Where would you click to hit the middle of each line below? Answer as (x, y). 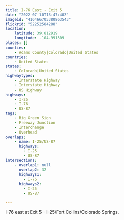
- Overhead (26, 132)
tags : (11, 114)
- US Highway (28, 90)
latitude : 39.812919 (36, 33)
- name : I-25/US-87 (35, 142)
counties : (16, 48)
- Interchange (29, 127)
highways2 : (30, 184)
